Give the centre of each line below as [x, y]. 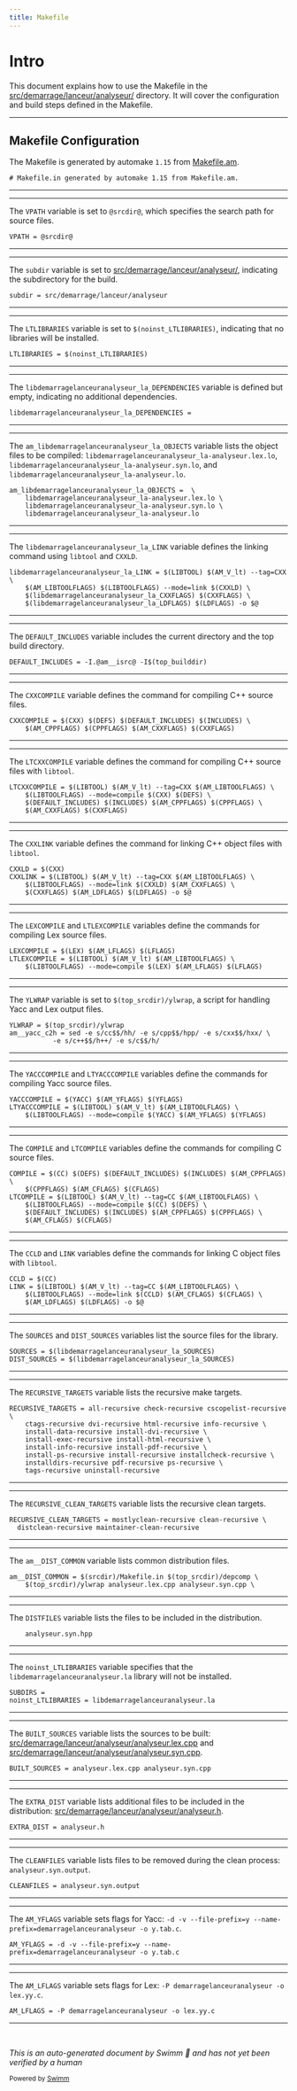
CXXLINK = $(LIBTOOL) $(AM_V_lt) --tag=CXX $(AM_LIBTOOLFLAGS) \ [132, 877]
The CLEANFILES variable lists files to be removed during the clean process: [145, 1861]
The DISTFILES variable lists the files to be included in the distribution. [136, 1618]
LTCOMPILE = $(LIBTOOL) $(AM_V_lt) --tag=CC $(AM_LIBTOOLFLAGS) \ [134, 1197]
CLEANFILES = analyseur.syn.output [75, 1886]
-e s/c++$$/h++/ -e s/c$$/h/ [107, 1041]
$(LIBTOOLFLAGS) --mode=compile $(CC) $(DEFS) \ [116, 1205]
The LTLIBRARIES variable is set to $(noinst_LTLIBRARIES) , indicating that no [147, 329]
